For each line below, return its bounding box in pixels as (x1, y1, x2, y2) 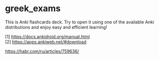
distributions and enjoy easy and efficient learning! (5, 24, 108, 30)
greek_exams (5, 3, 61, 14)
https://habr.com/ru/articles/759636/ (5, 48, 79, 54)
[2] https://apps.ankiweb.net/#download (5, 39, 87, 44)
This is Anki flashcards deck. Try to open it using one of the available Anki (5, 19, 154, 25)
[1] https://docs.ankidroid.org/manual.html (5, 34, 90, 39)
